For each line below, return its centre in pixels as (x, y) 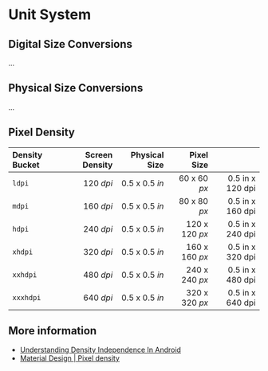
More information (53, 331)
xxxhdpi (27, 297)
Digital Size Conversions (71, 44)
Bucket (26, 165)
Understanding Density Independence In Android (100, 350)
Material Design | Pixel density (69, 358)
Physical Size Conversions (76, 88)
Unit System (50, 15)
